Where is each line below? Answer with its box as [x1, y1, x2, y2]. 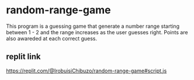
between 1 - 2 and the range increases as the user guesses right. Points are [6, 28, 188, 35]
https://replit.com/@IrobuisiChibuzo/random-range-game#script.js [6, 67, 167, 74]
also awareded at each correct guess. [6, 35, 98, 42]
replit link [6, 52, 41, 61]
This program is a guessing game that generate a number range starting [6, 23, 180, 30]
